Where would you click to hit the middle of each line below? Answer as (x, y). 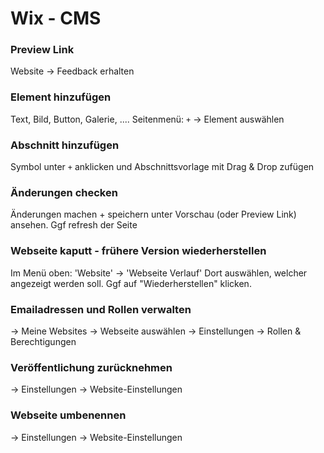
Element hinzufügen (61, 97)
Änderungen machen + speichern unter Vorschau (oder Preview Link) (153, 214)
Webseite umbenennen (68, 415)
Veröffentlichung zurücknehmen (91, 367)
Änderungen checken (64, 192)
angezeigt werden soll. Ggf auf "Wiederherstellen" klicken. (131, 283)
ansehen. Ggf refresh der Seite (74, 225)
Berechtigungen (43, 341)
